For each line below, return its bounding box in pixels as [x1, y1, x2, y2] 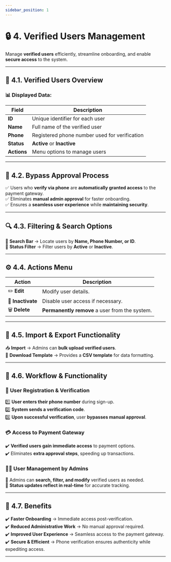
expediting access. [5, 546, 45, 552]
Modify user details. [42, 288, 90, 295]
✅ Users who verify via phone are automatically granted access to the [5, 185, 156, 191]
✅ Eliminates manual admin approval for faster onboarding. [5, 196, 131, 202]
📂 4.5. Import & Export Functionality [5, 331, 121, 339]
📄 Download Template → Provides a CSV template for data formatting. [5, 352, 154, 358]
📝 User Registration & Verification [5, 386, 90, 394]
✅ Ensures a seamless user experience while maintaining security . [5, 202, 149, 208]
